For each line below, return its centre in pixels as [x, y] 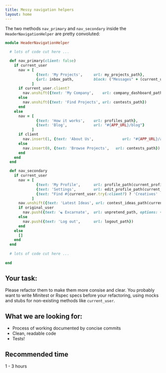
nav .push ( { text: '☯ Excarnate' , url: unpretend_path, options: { [93, 212]
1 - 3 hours [16, 366]
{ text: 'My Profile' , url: [69, 185]
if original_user [36, 208]
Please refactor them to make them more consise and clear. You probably [80, 290]
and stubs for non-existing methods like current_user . [60, 301]
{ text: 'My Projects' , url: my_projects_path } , [90, 75]
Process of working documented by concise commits [66, 328]
